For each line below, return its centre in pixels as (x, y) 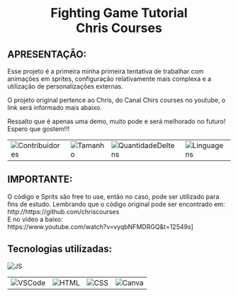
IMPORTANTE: (40, 180)
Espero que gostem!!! (39, 129)
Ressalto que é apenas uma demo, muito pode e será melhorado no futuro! (117, 121)
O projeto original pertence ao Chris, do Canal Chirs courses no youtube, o (117, 100)
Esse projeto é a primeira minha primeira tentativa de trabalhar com (106, 71)
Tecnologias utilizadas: (59, 249)
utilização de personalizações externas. (66, 86)
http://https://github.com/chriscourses (63, 211)
